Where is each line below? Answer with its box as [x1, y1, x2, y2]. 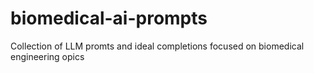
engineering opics [10, 50, 85, 62]
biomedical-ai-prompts [10, 7, 208, 30]
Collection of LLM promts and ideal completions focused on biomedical [10, 40, 305, 52]
